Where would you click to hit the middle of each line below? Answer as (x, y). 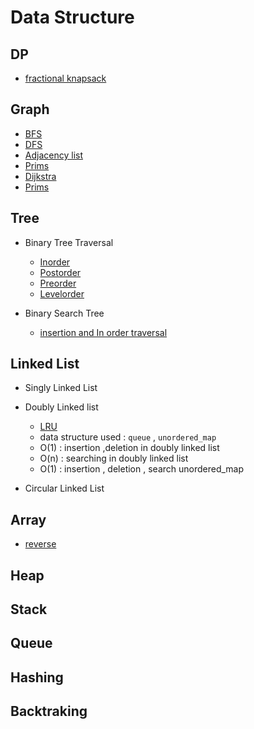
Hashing (37, 677)
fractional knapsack (65, 78)
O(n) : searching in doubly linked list (114, 458)
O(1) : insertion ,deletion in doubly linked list (129, 448)
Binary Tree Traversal (69, 242)
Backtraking (49, 711)
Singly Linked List (61, 388)
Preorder (58, 283)
